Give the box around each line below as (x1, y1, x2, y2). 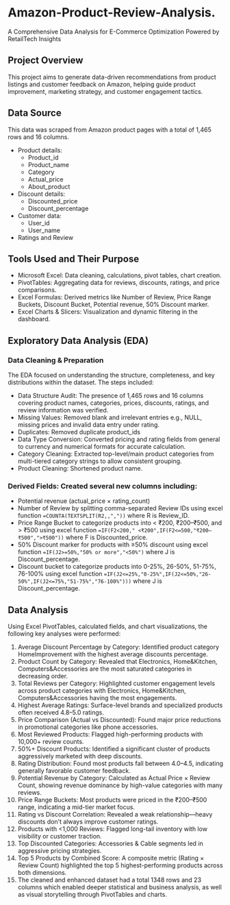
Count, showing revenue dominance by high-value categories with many (17, 781, 223, 789)
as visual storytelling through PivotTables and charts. (17, 891, 167, 899)
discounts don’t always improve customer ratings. (17, 817, 159, 826)
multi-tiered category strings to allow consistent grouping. (17, 457, 182, 465)
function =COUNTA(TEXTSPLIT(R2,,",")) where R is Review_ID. (17, 512, 190, 520)
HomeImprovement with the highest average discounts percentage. (17, 650, 208, 658)
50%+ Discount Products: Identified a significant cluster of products (17, 745, 211, 753)
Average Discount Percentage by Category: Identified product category (17, 643, 220, 652)
